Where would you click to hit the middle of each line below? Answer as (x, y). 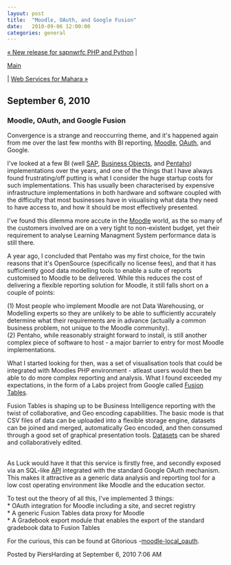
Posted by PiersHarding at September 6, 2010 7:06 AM (85, 554)
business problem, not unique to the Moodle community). (88, 327)
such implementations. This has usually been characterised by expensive (111, 185)
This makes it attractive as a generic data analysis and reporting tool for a (111, 477)
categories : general (37, 33)
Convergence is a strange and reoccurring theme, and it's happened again (113, 135)
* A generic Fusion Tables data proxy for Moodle (76, 513)
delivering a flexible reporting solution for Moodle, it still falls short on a (108, 285)
